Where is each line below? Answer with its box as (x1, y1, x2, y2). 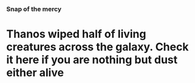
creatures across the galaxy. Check (6, 40, 189, 54)
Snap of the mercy (6, 5, 62, 13)
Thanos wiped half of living (6, 27, 146, 41)
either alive (6, 66, 64, 80)
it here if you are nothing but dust (6, 53, 178, 67)
